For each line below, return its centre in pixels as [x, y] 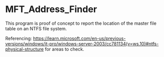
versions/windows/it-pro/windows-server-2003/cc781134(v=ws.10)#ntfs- [82, 43]
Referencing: [19, 38]
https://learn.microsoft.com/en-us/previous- [79, 38]
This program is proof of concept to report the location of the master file [81, 23]
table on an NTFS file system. [36, 28]
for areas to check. [65, 49]
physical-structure [25, 49]
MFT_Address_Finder [51, 9]
